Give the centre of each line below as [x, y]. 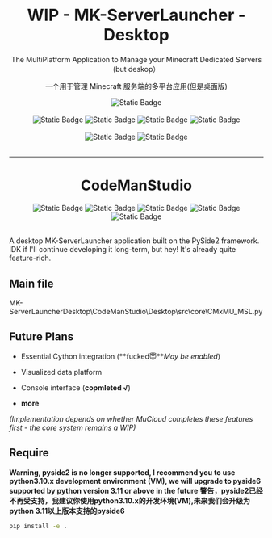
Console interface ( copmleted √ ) [76, 387]
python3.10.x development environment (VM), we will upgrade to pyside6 [135, 481]
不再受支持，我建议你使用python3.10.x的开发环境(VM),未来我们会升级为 [130, 500]
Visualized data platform [61, 372]
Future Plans [42, 337]
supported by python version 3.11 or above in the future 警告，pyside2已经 [136, 490]
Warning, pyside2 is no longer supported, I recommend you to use [122, 472]
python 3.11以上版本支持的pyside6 [67, 511]
